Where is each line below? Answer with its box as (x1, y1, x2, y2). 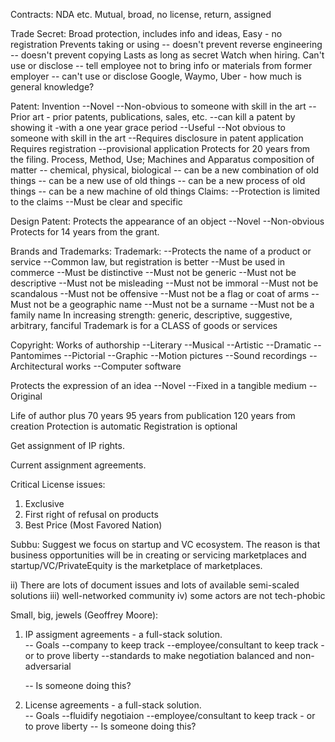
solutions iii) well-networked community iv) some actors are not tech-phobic (10, 590, 326, 601)
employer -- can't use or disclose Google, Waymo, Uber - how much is (10, 70, 302, 82)
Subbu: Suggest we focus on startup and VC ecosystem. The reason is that (10, 539, 321, 550)
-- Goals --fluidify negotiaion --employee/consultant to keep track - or (24, 710, 316, 721)
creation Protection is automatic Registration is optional (10, 420, 238, 432)
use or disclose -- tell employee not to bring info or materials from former (10, 60, 313, 71)
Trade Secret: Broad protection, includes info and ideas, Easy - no (10, 28, 283, 39)
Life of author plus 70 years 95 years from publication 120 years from (10, 410, 296, 421)
